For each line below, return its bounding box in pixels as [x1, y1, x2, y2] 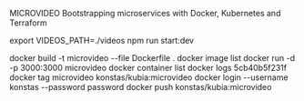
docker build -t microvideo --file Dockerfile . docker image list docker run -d [9, 53, 296, 63]
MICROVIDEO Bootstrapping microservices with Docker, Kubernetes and [9, 8, 281, 18]
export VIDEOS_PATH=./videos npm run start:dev [9, 35, 194, 45]
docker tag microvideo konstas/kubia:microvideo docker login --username [9, 72, 289, 83]
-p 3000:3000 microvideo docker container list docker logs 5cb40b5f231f [9, 63, 288, 73]
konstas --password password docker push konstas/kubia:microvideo [9, 82, 272, 92]
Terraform [9, 17, 47, 28]
